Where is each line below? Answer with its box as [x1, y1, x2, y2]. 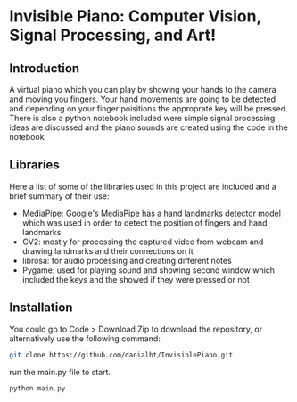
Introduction [9, 61, 80, 76]
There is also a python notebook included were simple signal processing [9, 113, 276, 123]
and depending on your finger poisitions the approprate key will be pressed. [9, 103, 288, 113]
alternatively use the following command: [9, 332, 161, 344]
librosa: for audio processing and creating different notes [21, 255, 232, 266]
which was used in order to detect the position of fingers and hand [21, 217, 268, 228]
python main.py [9, 383, 66, 393]
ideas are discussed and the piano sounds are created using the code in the [9, 122, 288, 133]
